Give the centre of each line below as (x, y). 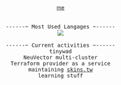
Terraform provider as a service (61, 63)
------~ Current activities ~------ (61, 45)
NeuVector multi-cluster (61, 57)
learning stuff (60, 76)
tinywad (61, 51)
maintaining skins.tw (61, 70)
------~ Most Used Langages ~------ (61, 26)
